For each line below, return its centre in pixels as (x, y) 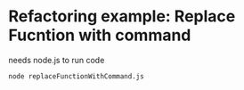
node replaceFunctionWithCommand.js (76, 76)
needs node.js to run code (57, 60)
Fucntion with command (100, 35)
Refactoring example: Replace (122, 16)
